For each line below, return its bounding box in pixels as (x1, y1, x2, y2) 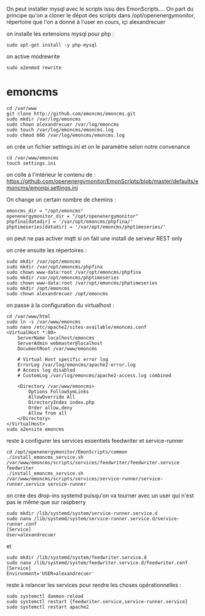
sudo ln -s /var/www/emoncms (6, 319, 81, 325)
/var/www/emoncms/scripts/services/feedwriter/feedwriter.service (6, 459, 180, 466)
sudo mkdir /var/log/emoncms (6, 116, 81, 122)
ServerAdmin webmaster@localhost (17, 340, 103, 346)
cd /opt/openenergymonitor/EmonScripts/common (6, 448, 128, 455)
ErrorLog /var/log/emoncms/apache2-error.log (17, 362, 136, 368)
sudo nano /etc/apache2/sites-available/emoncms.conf (6, 324, 147, 330)
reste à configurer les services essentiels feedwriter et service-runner (6, 437, 184, 444)
